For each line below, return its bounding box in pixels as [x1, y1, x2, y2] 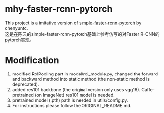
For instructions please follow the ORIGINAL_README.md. [12, 102, 132, 108]
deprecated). [12, 81, 39, 87]
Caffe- [141, 86, 155, 92]
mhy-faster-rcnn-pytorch [5, 3, 113, 15]
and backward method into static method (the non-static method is [12, 76, 150, 82]
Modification [5, 55, 59, 66]
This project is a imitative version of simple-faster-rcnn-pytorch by [5, 20, 142, 26]
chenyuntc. [5, 25, 28, 31]
